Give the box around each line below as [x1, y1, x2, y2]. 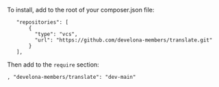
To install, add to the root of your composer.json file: [7, 6, 155, 14]
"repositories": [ [16, 19, 69, 26]
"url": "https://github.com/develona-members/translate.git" [34, 37, 213, 43]
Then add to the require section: [7, 60, 99, 69]
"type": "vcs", [34, 31, 78, 37]
